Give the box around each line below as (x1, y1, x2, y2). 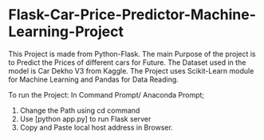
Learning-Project (8, 22, 124, 41)
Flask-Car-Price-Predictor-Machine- (8, 6, 257, 24)
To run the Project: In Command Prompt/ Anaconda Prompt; (8, 90, 205, 99)
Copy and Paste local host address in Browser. (19, 122, 173, 132)
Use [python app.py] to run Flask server (19, 114, 152, 123)
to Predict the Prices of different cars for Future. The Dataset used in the (8, 58, 246, 67)
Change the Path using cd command (19, 106, 140, 115)
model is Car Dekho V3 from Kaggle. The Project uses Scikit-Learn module (8, 66, 254, 75)
